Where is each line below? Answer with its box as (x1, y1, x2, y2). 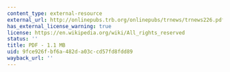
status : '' (7, 36, 38, 43)
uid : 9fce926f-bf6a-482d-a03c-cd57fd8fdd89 (7, 49, 133, 56)
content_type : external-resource (7, 10, 103, 17)
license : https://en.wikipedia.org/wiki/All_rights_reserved (7, 29, 186, 36)
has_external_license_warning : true (7, 23, 112, 29)
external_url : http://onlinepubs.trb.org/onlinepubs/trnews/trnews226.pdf (7, 16, 225, 23)
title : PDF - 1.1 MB (7, 42, 66, 49)
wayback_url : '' (7, 55, 53, 62)
